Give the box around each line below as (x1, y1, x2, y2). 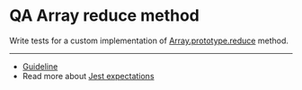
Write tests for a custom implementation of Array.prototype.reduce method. (9, 35, 289, 46)
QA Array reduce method (9, 5, 200, 26)
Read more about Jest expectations (22, 70, 155, 81)
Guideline (22, 60, 58, 72)
